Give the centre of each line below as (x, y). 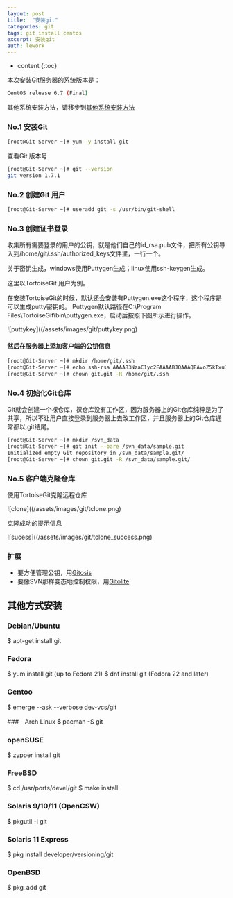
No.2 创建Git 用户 (36, 194)
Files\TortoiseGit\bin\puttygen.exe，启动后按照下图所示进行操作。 (101, 315)
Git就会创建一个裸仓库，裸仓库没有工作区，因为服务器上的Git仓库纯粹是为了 (115, 410)
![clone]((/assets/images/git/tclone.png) (64, 509)
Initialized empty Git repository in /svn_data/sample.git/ (96, 453)
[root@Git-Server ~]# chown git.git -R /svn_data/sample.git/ (99, 460)
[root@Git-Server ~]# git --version (60, 169)
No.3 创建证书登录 (38, 228)
